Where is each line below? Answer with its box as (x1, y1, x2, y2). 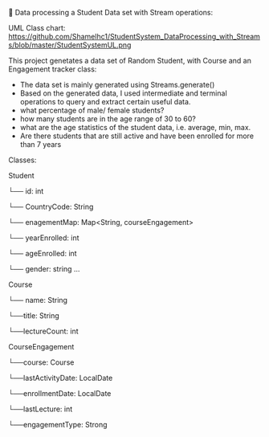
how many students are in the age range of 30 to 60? (19, 114, 197, 124)
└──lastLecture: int (8, 404, 73, 414)
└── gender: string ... (8, 264, 80, 273)
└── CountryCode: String (8, 202, 94, 211)
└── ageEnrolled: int (8, 249, 78, 258)
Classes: (8, 155, 37, 165)
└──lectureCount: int (8, 326, 79, 336)
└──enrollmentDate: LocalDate (8, 389, 112, 398)
